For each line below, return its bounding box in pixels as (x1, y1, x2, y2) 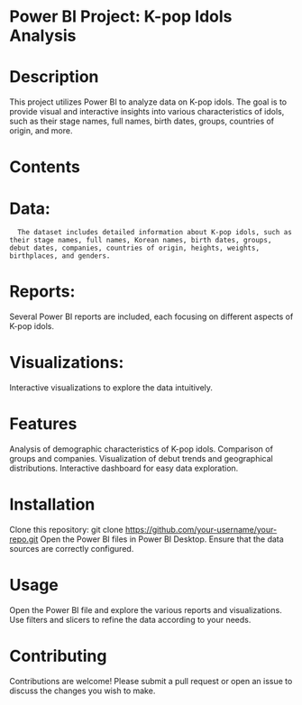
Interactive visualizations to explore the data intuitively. (9, 382, 214, 393)
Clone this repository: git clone (9, 525, 124, 535)
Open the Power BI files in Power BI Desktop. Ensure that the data (40, 534, 284, 545)
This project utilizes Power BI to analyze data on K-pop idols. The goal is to (9, 96, 287, 107)
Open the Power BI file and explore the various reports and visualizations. (9, 604, 282, 615)
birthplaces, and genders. (9, 252, 111, 261)
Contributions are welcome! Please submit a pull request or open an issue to (9, 675, 293, 686)
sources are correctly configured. (9, 544, 134, 554)
